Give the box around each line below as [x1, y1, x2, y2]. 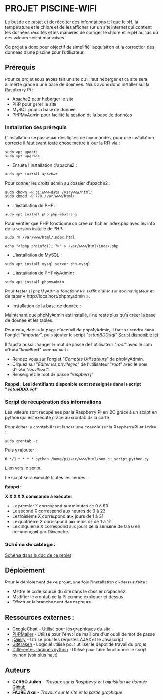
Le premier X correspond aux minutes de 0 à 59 [12, 503, 109, 509]
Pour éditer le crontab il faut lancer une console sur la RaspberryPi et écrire [5, 424, 157, 430]
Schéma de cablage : [5, 541, 56, 548]
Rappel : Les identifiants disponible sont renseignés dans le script [5, 381, 141, 387]
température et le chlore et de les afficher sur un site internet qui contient [5, 24, 152, 30]
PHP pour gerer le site [12, 101, 57, 107]
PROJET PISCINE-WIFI [5, 3, 97, 14]
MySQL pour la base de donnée [12, 106, 76, 112]
